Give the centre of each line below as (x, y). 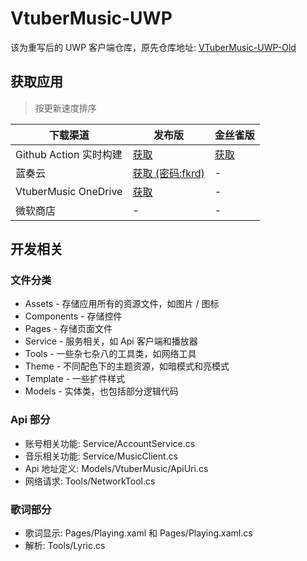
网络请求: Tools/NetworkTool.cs (90, 481)
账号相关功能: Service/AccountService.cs (110, 443)
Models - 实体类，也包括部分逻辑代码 (101, 391)
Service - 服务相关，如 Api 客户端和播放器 (111, 341)
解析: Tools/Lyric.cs (65, 546)
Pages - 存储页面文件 (68, 329)
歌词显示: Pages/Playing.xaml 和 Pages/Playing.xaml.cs (138, 533)
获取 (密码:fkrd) (168, 173)
